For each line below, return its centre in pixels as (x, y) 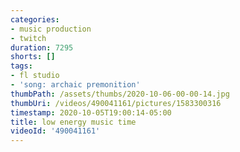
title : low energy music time (73, 122)
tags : (21, 66)
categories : (35, 19)
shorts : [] (33, 57)
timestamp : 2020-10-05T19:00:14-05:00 (91, 112)
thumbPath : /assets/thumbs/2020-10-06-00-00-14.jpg (120, 94)
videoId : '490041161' (55, 131)
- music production (51, 29)
